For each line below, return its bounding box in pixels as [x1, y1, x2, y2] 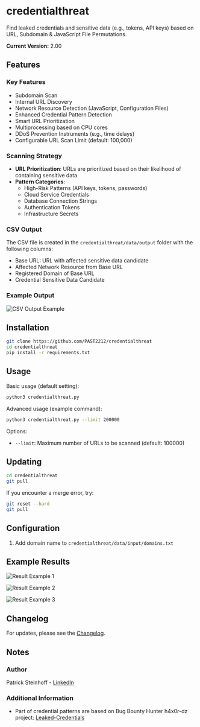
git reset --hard [6, 501, 50, 507]
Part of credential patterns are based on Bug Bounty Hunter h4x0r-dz [14, 708, 188, 715]
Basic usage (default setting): [6, 382, 80, 390]
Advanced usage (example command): [6, 405, 102, 412]
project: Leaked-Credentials [14, 714, 85, 722]
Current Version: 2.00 [6, 42, 62, 49]
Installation [6, 322, 49, 332]
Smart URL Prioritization [14, 117, 75, 124]
